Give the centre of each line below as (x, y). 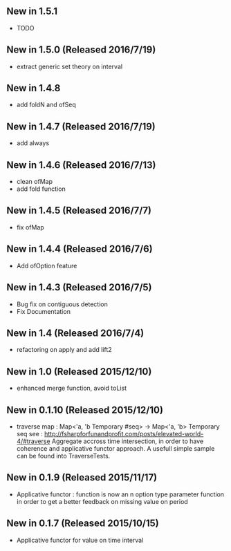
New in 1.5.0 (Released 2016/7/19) (81, 50)
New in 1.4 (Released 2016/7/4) (75, 333)
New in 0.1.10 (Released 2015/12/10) (85, 410)
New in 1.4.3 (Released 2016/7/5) (80, 287)
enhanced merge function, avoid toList (72, 388)
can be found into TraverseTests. (63, 456)
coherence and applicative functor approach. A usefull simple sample (115, 448)
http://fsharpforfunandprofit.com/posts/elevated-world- (124, 433)
